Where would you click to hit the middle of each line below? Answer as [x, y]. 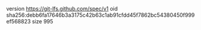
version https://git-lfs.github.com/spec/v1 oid [62, 9]
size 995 [43, 21]
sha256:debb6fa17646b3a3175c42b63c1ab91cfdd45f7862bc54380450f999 [100, 15]
